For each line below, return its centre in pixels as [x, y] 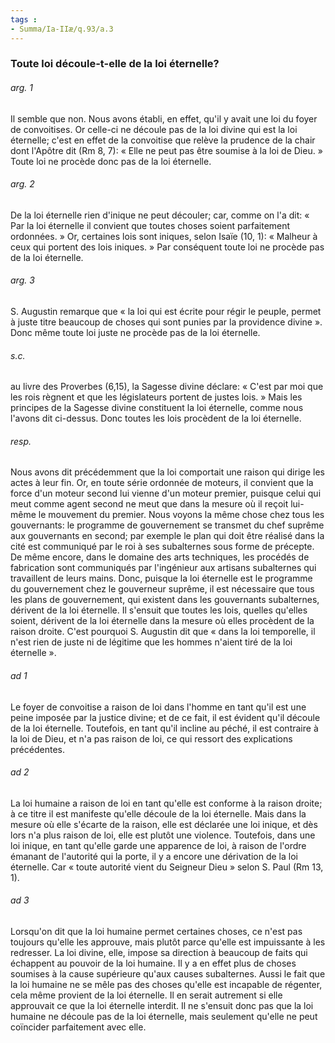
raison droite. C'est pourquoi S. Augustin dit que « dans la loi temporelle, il [163, 632]
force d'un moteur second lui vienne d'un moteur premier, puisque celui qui [166, 493]
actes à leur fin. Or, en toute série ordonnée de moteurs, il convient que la [162, 483]
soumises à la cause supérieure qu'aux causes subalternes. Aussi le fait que [168, 974]
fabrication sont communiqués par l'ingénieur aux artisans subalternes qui [163, 568]
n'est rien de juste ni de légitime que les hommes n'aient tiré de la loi [151, 642]
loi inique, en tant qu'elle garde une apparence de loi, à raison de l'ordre [158, 845]
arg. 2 [22, 184]
